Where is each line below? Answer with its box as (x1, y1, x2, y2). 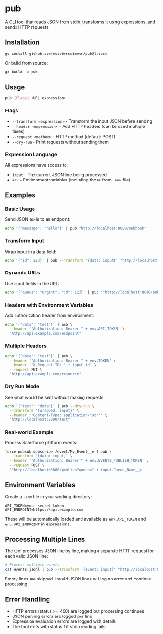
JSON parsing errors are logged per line (12, 613, 92, 619)
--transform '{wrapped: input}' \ (9, 408, 79, 413)
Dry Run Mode (5, 383, 40, 390)
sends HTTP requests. (5, 24, 50, 30)
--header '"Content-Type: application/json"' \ (9, 413, 108, 417)
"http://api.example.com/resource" (9, 372, 81, 377)
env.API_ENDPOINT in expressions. (5, 521, 71, 527)
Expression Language (5, 151, 57, 158)
